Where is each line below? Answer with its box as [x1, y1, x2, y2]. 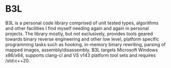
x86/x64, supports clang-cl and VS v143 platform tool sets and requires [5, 52, 156, 58]
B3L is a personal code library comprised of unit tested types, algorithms [5, 20, 159, 26]
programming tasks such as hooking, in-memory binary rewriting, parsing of [5, 41, 166, 47]
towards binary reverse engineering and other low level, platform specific [5, 36, 159, 42]
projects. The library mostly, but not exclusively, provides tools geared [5, 30, 153, 37]
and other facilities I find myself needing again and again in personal [5, 25, 149, 31]
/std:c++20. [5, 57, 30, 63]
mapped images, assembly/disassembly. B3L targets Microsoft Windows [5, 47, 158, 53]
